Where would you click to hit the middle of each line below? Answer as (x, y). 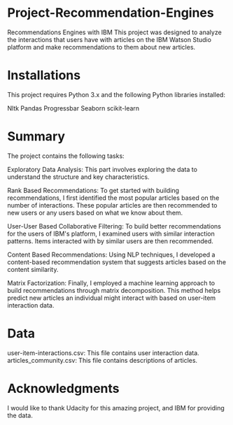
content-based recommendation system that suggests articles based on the (116, 262)
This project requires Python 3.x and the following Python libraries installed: (116, 94)
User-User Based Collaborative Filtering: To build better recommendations (114, 226)
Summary (36, 137)
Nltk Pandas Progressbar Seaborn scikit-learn (73, 108)
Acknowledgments (64, 388)
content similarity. (33, 269)
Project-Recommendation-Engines (111, 13)
